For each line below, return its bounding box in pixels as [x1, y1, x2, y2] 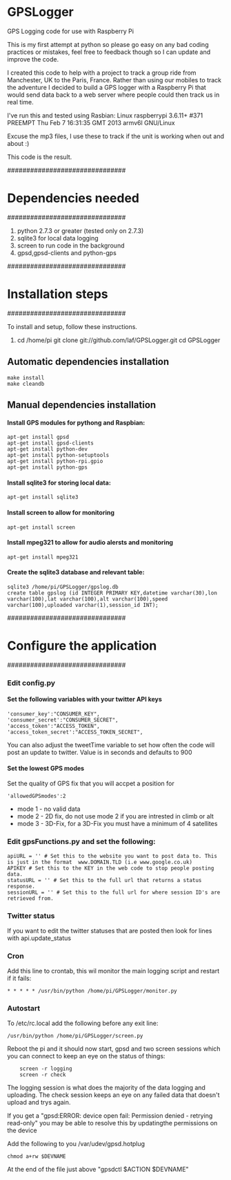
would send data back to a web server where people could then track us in [7, 91, 220, 99]
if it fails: [7, 974, 32, 982]
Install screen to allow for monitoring [7, 509, 115, 517]
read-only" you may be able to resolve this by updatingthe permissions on [7, 1119, 218, 1127]
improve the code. [7, 55, 59, 63]
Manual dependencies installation [7, 399, 157, 411]
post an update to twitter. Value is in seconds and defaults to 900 [7, 748, 192, 757]
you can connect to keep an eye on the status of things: [7, 1052, 165, 1060]
